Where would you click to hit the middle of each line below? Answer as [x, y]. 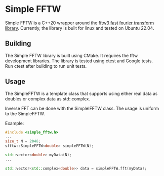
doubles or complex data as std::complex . [48, 99]
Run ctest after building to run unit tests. [46, 66]
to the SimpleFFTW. [25, 113]
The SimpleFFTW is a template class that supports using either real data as [82, 93]
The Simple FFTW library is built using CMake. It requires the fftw [72, 55]
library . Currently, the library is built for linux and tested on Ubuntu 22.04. [80, 28]
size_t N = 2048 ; [23, 141]
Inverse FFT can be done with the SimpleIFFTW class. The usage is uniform [82, 108]
